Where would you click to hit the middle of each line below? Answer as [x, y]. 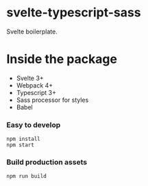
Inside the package [62, 59]
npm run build [27, 176]
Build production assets [47, 162]
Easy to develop [34, 124]
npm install [23, 139]
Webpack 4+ [35, 85]
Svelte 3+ [30, 78]
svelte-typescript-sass [74, 13]
